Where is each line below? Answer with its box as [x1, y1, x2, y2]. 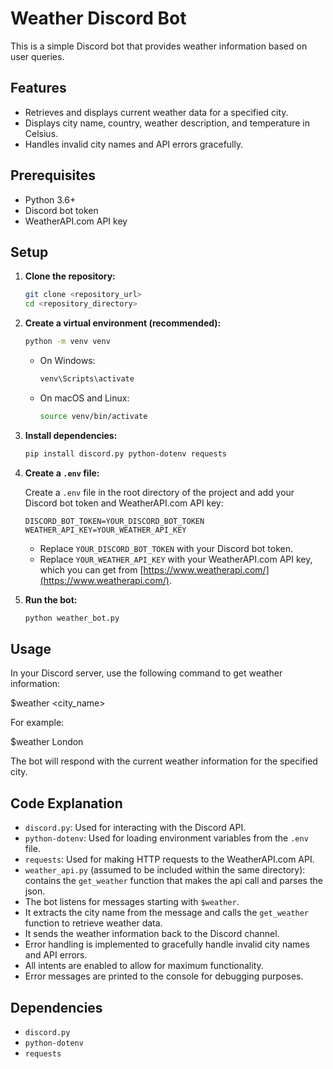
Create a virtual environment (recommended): [24, 317, 222, 329]
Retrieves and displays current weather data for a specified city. [24, 106, 289, 118]
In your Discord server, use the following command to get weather [10, 667, 283, 679]
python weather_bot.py [24, 613, 120, 623]
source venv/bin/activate [39, 411, 148, 421]
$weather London [10, 736, 84, 748]
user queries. [10, 50, 65, 62]
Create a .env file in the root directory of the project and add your [24, 486, 295, 498]
